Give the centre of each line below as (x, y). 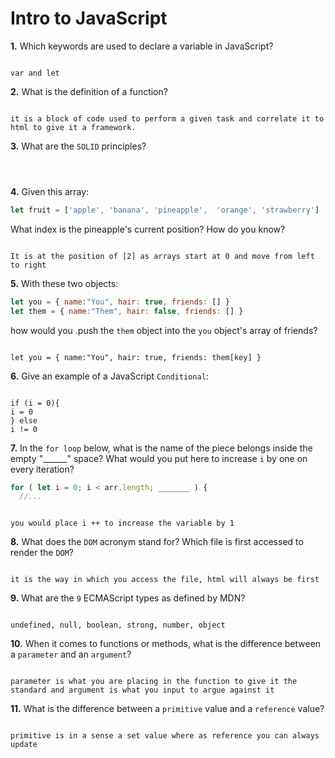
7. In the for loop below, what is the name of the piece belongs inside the (161, 448)
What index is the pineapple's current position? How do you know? (148, 229)
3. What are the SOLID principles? (78, 146)
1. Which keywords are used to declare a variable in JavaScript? (142, 46)
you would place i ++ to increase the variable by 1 (122, 523)
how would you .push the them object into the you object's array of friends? (164, 330)
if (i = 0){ (35, 403)
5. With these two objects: (64, 283)
